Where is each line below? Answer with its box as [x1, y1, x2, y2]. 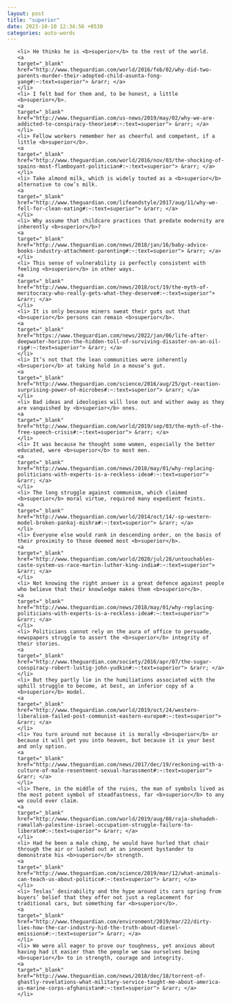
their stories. [17, 640, 61, 648]
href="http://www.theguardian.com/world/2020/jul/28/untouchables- [17, 556, 215, 563]
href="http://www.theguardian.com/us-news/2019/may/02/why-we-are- [17, 115, 215, 122]
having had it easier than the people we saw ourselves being [17, 949, 200, 956]
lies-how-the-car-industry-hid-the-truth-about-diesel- [17, 925, 181, 931]
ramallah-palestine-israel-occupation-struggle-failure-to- [17, 822, 194, 829]
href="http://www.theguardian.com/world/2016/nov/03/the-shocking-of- [17, 157, 225, 164]
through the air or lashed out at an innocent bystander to [17, 846, 194, 853]
